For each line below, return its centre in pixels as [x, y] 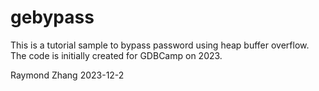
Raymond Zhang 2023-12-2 [67, 75]
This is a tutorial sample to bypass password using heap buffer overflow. [160, 45]
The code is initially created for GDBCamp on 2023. [116, 55]
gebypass [52, 17]
